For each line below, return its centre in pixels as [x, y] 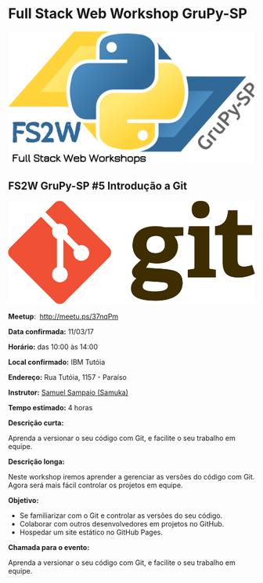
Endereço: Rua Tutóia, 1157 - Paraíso [68, 377]
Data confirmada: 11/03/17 [51, 332]
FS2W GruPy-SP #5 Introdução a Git [98, 186]
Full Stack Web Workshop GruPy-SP [128, 14]
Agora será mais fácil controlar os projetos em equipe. [95, 485]
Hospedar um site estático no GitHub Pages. [91, 532]
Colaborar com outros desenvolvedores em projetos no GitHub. [122, 524]
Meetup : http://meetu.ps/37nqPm [63, 317]
